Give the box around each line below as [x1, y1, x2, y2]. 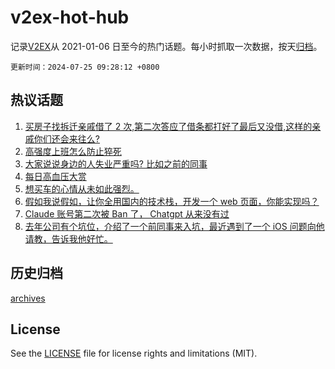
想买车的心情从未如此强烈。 [24, 182, 140, 195]
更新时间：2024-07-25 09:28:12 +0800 [10, 62, 160, 72]
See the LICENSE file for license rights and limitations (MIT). [10, 347, 258, 360]
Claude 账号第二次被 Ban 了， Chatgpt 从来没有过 [24, 207, 230, 220]
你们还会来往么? [33, 132, 100, 145]
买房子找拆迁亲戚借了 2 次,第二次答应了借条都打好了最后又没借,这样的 [24, 120, 313, 132]
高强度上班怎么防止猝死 [24, 145, 122, 157]
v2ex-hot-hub [10, 6, 130, 29]
